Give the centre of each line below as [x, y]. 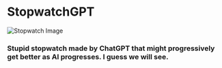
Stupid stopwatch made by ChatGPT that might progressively [111, 48]
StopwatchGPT [51, 12]
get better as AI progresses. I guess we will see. [88, 56]
